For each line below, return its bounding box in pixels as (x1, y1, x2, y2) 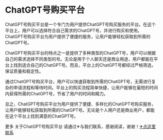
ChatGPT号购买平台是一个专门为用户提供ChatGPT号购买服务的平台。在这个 (5, 21, 156, 27)
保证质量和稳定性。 (5, 68, 44, 74)
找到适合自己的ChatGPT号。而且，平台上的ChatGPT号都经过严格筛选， (13, 62, 156, 68)
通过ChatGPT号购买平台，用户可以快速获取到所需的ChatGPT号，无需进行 (5, 78, 152, 84)
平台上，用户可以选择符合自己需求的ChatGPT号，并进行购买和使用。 (5, 27, 142, 33)
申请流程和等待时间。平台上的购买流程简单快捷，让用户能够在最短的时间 (13, 85, 158, 90)
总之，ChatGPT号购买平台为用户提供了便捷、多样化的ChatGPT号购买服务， (5, 101, 156, 107)
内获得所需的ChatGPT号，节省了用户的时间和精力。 (5, 90, 108, 96)
